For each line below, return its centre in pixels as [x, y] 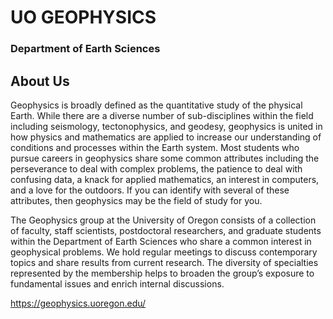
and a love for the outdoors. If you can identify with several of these [150, 190]
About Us [40, 81]
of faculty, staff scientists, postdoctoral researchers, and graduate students [166, 230]
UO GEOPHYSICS [83, 17]
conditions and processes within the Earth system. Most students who [155, 147]
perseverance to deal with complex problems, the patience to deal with [156, 168]
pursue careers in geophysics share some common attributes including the [165, 158]
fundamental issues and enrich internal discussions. [117, 283]
